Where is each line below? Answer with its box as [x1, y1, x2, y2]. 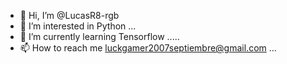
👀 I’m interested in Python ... [19, 20, 137, 32]
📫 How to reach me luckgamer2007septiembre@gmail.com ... [19, 42, 277, 54]
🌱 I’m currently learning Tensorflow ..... [19, 31, 180, 42]
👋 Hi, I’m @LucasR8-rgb [19, 10, 120, 21]
